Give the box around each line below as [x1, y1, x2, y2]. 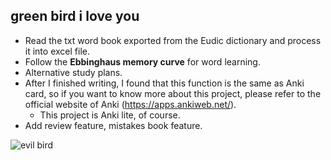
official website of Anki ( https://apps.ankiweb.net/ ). [24, 98, 237, 110]
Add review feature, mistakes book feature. [24, 119, 203, 131]
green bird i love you [10, 8, 140, 25]
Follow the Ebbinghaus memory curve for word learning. [24, 55, 261, 68]
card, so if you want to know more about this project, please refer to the [24, 87, 322, 99]
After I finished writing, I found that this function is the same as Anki [24, 77, 305, 89]
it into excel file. [24, 45, 90, 57]
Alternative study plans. [24, 66, 123, 78]
